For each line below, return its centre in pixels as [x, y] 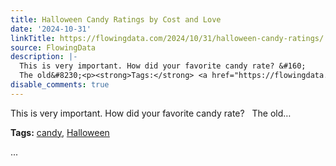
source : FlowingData [53, 47]
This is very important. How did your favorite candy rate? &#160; [163, 66]
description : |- [44, 57]
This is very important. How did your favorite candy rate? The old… [151, 113]
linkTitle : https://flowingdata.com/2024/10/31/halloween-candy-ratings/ [167, 38]
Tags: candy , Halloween [60, 132]
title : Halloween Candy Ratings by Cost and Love [116, 19]
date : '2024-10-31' [51, 29]
